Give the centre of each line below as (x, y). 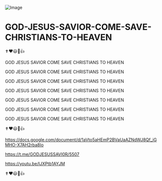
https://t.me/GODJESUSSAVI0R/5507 (42, 154)
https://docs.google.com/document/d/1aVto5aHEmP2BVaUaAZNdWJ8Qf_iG (81, 140)
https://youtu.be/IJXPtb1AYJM (35, 164)
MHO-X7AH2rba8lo (24, 145)
